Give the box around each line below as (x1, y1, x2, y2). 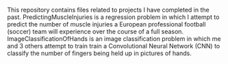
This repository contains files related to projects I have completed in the (7, 6, 210, 14)
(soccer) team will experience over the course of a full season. (7, 27, 183, 35)
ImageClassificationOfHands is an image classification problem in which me (7, 35, 221, 43)
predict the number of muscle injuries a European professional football (7, 20, 206, 28)
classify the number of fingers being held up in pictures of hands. (7, 49, 192, 57)
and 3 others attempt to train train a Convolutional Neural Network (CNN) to (7, 42, 220, 50)
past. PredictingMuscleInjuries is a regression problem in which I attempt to (7, 13, 220, 21)
